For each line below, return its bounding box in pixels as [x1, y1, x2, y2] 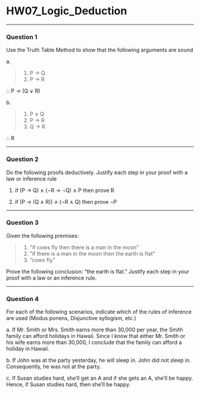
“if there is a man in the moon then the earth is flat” [29, 250, 155, 257]
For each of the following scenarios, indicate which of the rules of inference [6, 308, 192, 315]
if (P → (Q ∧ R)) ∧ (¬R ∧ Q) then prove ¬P [14, 198, 117, 205]
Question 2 [6, 155, 39, 163]
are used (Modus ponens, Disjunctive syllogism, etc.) [6, 315, 137, 322]
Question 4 [6, 294, 39, 303]
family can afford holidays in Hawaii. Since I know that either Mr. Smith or [6, 333, 186, 340]
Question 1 [6, 33, 37, 41]
